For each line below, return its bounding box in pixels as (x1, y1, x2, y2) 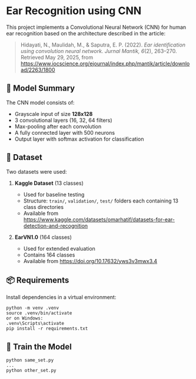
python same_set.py (6, 357, 54, 363)
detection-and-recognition (23, 222, 88, 229)
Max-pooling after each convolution (14, 122, 102, 130)
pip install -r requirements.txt (6, 325, 88, 332)
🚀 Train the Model (6, 341, 72, 351)
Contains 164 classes (23, 251, 75, 258)
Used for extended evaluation (23, 245, 96, 252)
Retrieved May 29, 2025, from (20, 54, 93, 61)
